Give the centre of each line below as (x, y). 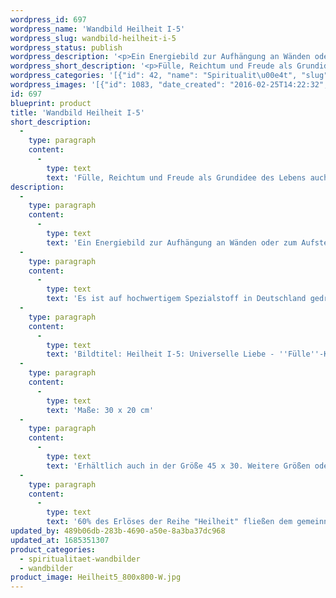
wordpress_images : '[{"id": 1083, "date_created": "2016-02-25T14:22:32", (169, 85)
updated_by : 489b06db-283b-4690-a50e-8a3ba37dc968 (118, 531)
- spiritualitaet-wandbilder (80, 559)
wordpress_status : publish (66, 47)
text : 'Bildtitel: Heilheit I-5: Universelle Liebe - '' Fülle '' (183, 354)
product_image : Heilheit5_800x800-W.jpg (96, 577)
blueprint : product (51, 103)
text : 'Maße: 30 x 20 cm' (100, 410)
